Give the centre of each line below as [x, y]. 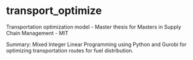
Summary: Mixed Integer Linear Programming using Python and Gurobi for [97, 44]
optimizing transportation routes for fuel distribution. [70, 50]
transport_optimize [54, 11]
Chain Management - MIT [37, 33]
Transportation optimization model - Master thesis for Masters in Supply [94, 27]
